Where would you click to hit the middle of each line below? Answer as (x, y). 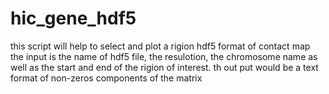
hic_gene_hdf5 (73, 18)
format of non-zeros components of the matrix (106, 78)
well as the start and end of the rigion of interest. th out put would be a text (164, 67)
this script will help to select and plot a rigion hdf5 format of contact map (160, 46)
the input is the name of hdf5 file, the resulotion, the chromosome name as (164, 56)
